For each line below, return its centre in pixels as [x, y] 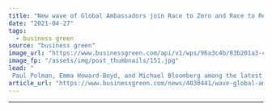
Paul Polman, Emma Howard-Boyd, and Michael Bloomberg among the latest [137, 76]
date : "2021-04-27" [41, 23]
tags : [17, 31]
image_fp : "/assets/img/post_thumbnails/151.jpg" [94, 61]
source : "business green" [52, 46]
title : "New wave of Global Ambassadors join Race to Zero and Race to [132, 16]
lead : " [21, 68]
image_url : [27, 53]
